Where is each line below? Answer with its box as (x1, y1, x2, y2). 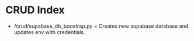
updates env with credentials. (13, 28, 85, 35)
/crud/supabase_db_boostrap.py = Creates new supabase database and (13, 23, 189, 29)
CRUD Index (5, 3, 65, 17)
